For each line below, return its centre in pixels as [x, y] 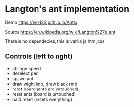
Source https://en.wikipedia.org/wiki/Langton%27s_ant [60, 32]
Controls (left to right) [39, 57]
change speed [27, 68]
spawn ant [23, 78]
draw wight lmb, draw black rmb [45, 84]
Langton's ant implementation [67, 9]
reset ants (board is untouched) [44, 94]
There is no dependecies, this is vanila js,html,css [55, 41]
